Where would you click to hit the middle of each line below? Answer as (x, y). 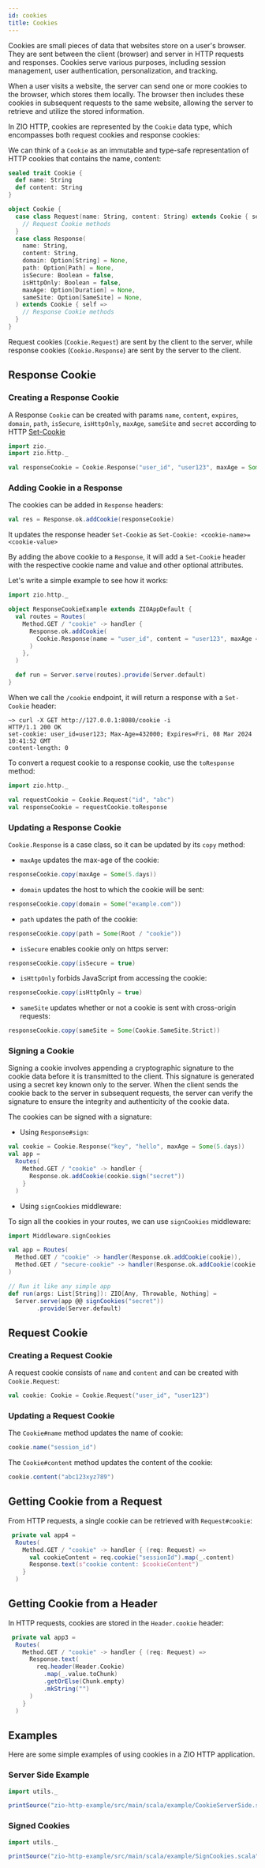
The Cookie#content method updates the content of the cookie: (110, 1463)
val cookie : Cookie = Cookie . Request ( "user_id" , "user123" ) (109, 1395)
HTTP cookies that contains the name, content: (85, 158)
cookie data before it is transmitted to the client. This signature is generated (131, 1076)
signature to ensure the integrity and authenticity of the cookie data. (119, 1102)
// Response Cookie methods (68, 312)
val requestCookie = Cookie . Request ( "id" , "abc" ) (91, 800)
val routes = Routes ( (51, 617)
